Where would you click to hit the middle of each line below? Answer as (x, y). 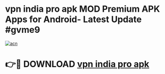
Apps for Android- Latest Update (73, 19)
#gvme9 (23, 30)
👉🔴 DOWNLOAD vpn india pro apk (77, 64)
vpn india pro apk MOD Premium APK (82, 9)
